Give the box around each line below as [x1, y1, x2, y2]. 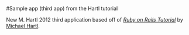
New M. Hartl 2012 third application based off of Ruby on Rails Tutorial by [6, 16, 183, 23]
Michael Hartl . [6, 23, 40, 29]
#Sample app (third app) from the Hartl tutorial [6, 5, 118, 12]
